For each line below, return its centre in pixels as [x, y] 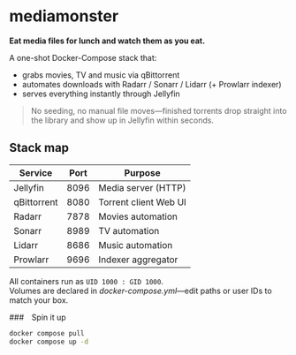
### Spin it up [38, 317]
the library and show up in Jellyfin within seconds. [122, 120]
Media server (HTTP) [142, 187]
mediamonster [64, 16]
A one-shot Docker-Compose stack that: [83, 57]
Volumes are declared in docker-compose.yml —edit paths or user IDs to [140, 291]
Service [36, 172]
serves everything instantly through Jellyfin [101, 94]
